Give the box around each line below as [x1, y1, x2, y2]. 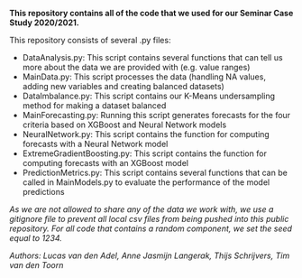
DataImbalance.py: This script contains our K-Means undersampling [22, 90, 276, 101]
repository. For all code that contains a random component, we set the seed [9, 223, 293, 234]
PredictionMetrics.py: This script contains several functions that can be [22, 167, 288, 178]
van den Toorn [9, 260, 64, 270]
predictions [22, 187, 65, 197]
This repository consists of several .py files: [9, 35, 171, 45]
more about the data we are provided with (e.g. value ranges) [22, 62, 251, 72]
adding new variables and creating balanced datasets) [22, 81, 225, 91]
